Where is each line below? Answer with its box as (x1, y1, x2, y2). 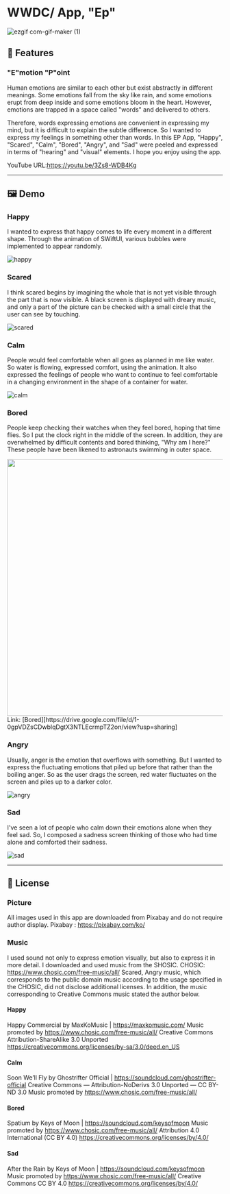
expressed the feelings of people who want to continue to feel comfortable (7, 370, 218, 378)
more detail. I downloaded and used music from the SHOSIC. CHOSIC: (7, 960, 205, 969)
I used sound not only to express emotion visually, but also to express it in (7, 954, 216, 962)
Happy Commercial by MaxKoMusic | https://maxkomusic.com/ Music (7, 1021, 204, 1029)
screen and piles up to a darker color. (7, 778, 113, 786)
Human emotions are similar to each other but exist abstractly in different (7, 84, 214, 92)
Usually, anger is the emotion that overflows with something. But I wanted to (7, 756, 222, 764)
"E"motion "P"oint (7, 68, 71, 77)
